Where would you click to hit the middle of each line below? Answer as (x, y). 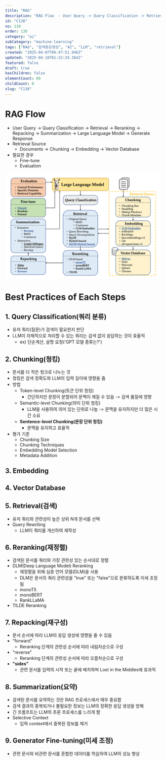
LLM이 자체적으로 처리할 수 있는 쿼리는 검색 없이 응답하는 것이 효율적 (79, 336)
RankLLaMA (32, 600)
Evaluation (30, 166)
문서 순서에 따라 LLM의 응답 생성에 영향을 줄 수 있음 (62, 635)
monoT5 (28, 590)
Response (22, 138)
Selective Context (30, 718)
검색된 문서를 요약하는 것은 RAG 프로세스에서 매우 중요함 (67, 700)
